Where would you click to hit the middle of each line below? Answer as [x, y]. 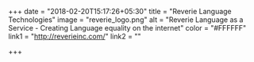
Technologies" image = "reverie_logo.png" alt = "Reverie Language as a [126, 20]
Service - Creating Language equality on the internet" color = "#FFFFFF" [127, 28]
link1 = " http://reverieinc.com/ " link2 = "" [75, 36]
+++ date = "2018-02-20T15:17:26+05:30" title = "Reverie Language [120, 11]
